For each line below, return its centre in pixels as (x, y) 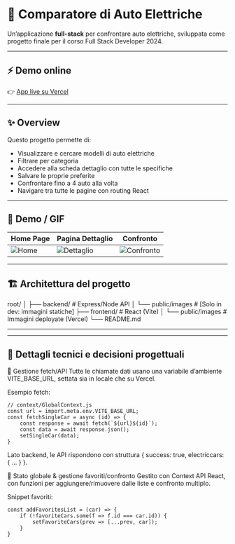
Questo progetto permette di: (49, 140)
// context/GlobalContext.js (50, 405)
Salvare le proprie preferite (56, 175)
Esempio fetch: (29, 392)
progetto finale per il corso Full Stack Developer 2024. (85, 41)
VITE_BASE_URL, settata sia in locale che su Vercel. (81, 379)
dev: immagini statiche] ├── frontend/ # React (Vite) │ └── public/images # (117, 312)
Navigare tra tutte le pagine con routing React (83, 190)
